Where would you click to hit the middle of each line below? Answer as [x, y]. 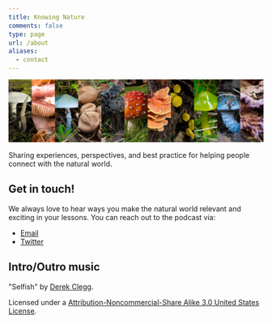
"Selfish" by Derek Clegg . [51, 287]
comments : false [36, 25]
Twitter [32, 241]
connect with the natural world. [60, 164]
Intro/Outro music [54, 267]
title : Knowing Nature [47, 17]
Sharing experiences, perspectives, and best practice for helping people [129, 155]
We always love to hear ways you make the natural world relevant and [125, 208]
